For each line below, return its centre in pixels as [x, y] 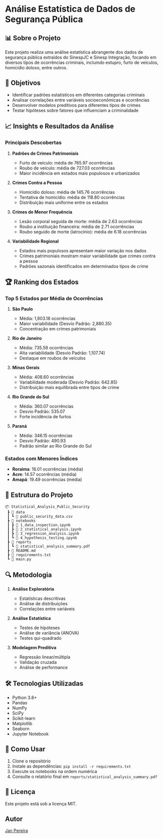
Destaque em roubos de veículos [53, 358]
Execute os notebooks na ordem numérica [54, 771]
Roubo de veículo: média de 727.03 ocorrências [67, 168]
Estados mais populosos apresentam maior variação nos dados [83, 250]
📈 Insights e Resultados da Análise [60, 126]
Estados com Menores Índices [41, 459]
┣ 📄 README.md [21, 551]
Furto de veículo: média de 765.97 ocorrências [66, 163]
